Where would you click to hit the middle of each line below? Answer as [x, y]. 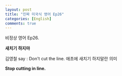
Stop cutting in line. [25, 69]
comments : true [21, 23]
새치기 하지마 [18, 48]
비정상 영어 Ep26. [22, 38]
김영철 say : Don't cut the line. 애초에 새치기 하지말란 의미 [61, 59]
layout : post [18, 10]
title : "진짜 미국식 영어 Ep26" [35, 14]
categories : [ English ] [28, 19]
